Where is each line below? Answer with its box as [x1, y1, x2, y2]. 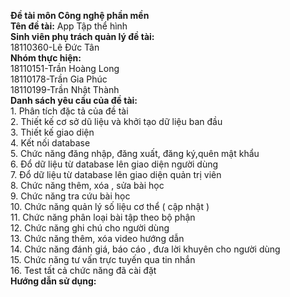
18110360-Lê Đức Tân [10, 41, 100, 53]
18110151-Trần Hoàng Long [10, 63, 120, 74]
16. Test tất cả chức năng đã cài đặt [10, 265, 157, 276]
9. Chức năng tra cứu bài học [10, 190, 131, 202]
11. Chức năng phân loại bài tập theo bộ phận [10, 211, 196, 223]
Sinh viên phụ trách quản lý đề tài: [10, 31, 155, 42]
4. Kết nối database [10, 137, 91, 149]
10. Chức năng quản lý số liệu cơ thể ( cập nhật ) [10, 201, 210, 212]
